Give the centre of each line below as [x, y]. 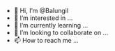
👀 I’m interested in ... [43, 18]
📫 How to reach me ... [46, 40]
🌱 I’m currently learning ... [51, 25]
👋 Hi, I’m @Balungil [41, 11]
